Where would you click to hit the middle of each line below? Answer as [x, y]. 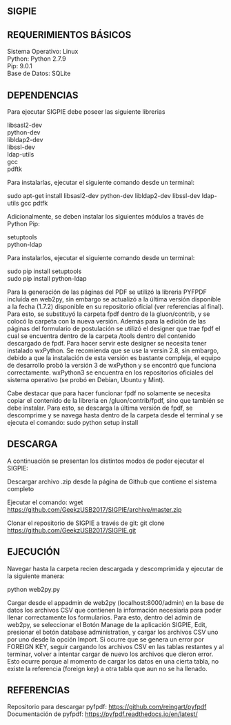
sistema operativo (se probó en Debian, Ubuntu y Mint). [86, 380]
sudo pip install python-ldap [47, 279]
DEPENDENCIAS [43, 95]
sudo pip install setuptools [44, 271]
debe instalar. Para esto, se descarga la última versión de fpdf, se [100, 408]
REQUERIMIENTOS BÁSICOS [69, 35]
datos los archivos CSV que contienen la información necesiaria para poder [114, 610]
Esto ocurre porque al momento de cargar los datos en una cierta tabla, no [113, 661]
